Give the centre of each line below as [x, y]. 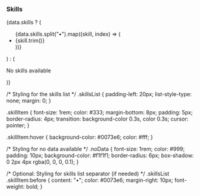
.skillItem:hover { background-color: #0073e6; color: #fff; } [80, 137]
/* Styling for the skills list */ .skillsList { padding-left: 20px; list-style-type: [99, 94]
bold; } [35, 187]
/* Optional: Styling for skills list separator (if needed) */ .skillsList [88, 174]
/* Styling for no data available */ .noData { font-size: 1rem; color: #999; [95, 149]
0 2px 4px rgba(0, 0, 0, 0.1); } [42, 162]
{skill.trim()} [30, 41]
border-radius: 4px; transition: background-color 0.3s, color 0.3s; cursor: [98, 119]
